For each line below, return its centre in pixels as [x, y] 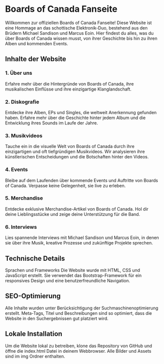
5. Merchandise [24, 198]
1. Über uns [19, 73]
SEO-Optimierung [33, 296]
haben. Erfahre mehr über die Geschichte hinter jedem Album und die [75, 118]
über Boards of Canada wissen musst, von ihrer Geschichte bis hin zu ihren [81, 38]
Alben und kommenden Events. [37, 43]
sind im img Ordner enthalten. [35, 356]
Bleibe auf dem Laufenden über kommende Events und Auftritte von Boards [82, 180]
